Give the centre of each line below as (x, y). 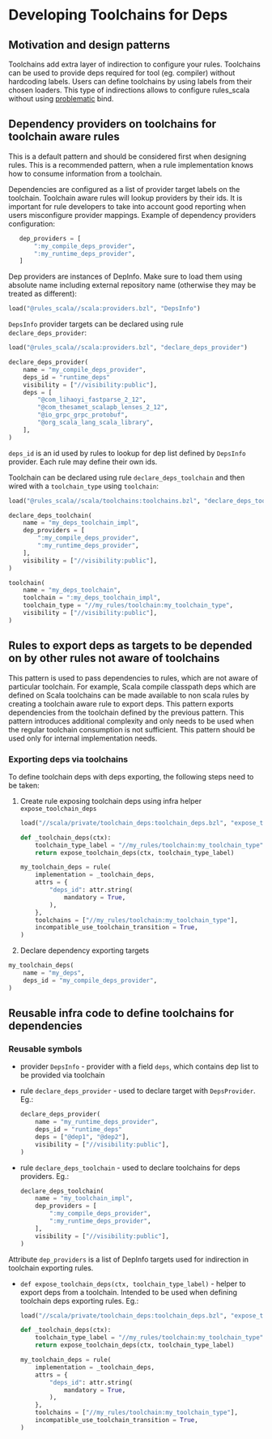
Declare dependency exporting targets (85, 950)
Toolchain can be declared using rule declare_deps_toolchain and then (127, 477)
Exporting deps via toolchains (68, 759)
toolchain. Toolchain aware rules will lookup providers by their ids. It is (125, 198)
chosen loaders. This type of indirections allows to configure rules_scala (129, 90)
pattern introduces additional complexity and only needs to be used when (131, 721)
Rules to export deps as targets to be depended (130, 646)
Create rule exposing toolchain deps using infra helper (111, 801)
